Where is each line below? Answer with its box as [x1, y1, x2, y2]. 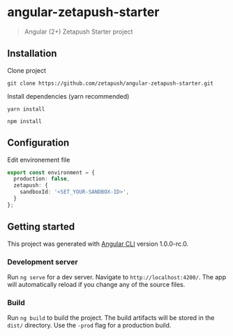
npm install [7, 118, 42, 125]
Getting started [7, 221, 75, 233]
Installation [7, 48, 57, 59]
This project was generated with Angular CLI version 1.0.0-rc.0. [7, 239, 189, 248]
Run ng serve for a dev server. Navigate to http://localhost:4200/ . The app [7, 272, 227, 281]
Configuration [7, 137, 70, 149]
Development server [7, 257, 78, 267]
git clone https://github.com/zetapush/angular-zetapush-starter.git [7, 80, 214, 87]
